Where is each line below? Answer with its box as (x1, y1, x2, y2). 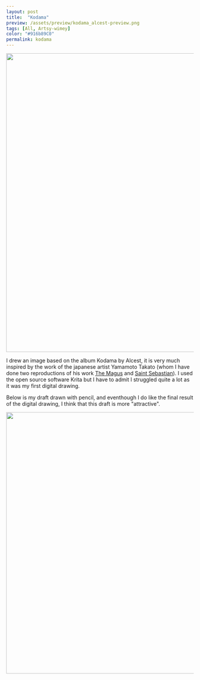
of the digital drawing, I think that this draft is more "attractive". (6, 400, 161, 407)
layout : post (6, 8, 39, 15)
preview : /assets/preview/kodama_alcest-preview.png (6, 20, 140, 26)
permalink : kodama (6, 36, 52, 42)
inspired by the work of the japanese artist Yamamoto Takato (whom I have (6, 363, 190, 370)
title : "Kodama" (6, 14, 49, 20)
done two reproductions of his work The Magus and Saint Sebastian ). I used (6, 370, 193, 376)
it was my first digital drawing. (6, 382, 80, 389)
